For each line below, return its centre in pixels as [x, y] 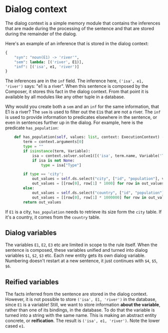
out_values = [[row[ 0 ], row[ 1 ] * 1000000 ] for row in [89, 197]
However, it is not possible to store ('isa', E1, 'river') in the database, [81, 299]
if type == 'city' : [43, 174]
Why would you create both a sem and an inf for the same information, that [82, 107]
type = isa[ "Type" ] [61, 165]
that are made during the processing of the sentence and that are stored [79, 28]
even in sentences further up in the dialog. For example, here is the [74, 123]
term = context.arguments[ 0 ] [53, 142]
